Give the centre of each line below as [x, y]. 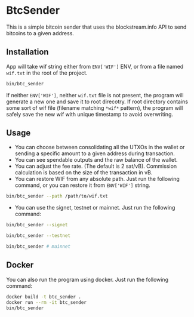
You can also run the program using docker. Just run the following [87, 279]
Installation [27, 52]
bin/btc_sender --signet [37, 225]
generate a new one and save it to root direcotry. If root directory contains [97, 101]
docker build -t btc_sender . [44, 297]
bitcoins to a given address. [40, 33]
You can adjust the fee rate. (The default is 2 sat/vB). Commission [96, 166]
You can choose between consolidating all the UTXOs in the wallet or [100, 147]
